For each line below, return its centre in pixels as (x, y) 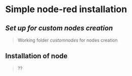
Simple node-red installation (66, 9)
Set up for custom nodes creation (59, 28)
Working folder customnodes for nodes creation (68, 40)
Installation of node (36, 56)
